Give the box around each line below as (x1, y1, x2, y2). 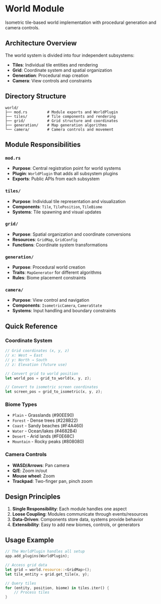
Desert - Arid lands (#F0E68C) (12, 433, 75, 439)
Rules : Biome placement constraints (12, 275, 86, 281)
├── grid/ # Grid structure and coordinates (5, 118, 119, 123)
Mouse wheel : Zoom (12, 472, 55, 479)
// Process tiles (14, 590, 50, 595)
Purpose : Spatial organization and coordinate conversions (12, 231, 131, 237)
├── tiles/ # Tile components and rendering (5, 114, 116, 119)
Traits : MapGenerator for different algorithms (12, 269, 102, 275)
